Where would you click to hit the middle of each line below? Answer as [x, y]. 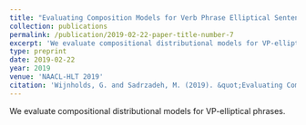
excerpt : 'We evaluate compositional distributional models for [134, 43]
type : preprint [38, 52]
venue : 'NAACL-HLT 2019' [56, 77]
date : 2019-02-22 [42, 60]
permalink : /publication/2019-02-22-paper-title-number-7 [122, 34]
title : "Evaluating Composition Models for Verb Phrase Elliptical [140, 18]
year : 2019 [30, 69]
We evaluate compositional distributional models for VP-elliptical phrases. [148, 111]
